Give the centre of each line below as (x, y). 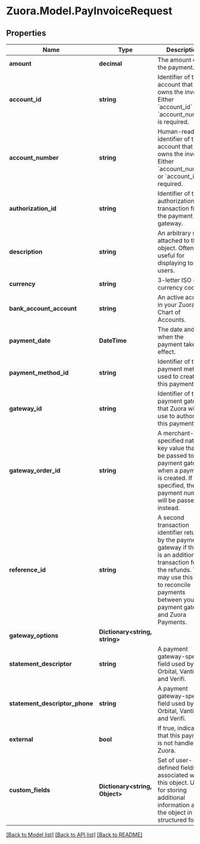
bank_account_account (43, 309)
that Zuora (172, 409)
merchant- (179, 433)
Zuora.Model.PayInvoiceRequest (89, 11)
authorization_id (33, 208)
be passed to (176, 455)
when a (168, 470)
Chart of (169, 312)
